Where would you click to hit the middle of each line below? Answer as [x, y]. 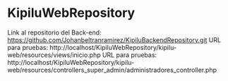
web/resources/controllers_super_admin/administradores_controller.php [112, 70]
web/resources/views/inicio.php [54, 55]
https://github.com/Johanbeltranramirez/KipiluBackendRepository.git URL [114, 39]
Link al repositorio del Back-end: [54, 32]
